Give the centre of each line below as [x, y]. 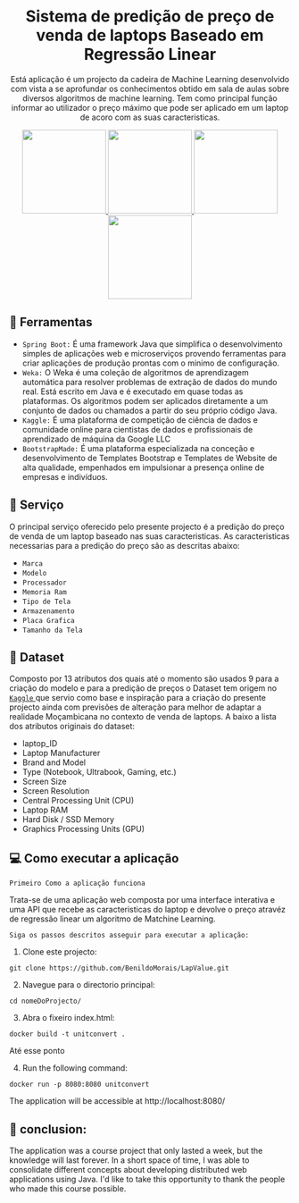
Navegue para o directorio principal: [88, 985]
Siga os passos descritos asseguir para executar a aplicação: [129, 936]
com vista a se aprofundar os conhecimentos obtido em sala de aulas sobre [150, 88]
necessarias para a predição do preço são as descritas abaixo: [125, 545]
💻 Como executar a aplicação [94, 858]
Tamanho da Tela [52, 630]
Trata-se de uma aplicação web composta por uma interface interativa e [142, 900]
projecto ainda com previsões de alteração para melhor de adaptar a [135, 707]
